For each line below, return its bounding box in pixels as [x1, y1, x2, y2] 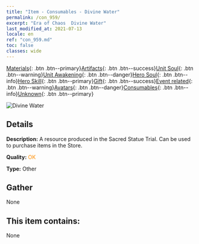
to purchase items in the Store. [6, 142, 83, 149]
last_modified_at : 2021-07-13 [6, 25, 83, 32]
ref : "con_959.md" [6, 37, 52, 43]
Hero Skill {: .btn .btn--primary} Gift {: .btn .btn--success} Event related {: [17, 77, 193, 84]
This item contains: [6, 216, 80, 226]
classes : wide [6, 48, 42, 54]
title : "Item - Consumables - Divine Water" [6, 8, 120, 15]
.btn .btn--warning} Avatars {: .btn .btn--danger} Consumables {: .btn [6, 84, 173, 91]
